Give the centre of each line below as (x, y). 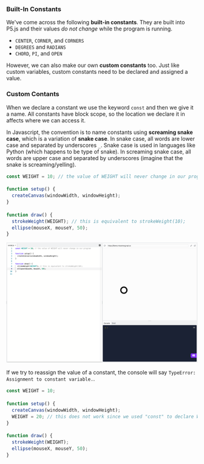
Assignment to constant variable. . (51, 379)
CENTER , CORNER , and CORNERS (49, 41)
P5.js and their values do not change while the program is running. (90, 29)
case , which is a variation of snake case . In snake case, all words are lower (101, 138)
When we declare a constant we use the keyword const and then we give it (100, 107)
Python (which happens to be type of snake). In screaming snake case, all (99, 152)
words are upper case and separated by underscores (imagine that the (95, 158)
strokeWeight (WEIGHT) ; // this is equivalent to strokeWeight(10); (99, 221)
